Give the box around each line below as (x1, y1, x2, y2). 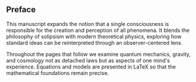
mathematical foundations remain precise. (6, 69, 109, 76)
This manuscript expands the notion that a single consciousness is (6, 20, 169, 27)
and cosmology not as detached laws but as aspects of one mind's (6, 57, 170, 64)
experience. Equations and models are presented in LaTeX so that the (6, 63, 176, 70)
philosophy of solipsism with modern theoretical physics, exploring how (6, 32, 182, 40)
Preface (6, 5, 36, 15)
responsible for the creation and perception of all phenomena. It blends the (6, 27, 190, 34)
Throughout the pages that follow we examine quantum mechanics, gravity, (6, 50, 191, 58)
